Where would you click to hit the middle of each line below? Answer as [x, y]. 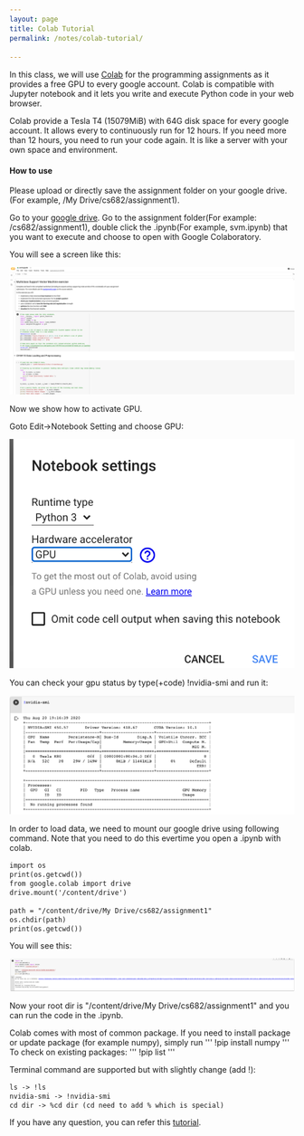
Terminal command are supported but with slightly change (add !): [133, 1069]
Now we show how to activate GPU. [76, 409]
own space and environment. [64, 150]
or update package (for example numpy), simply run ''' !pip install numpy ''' [149, 1042]
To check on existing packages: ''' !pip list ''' [92, 1052]
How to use [31, 170]
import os [28, 866]
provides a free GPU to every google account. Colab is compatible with [142, 84]
